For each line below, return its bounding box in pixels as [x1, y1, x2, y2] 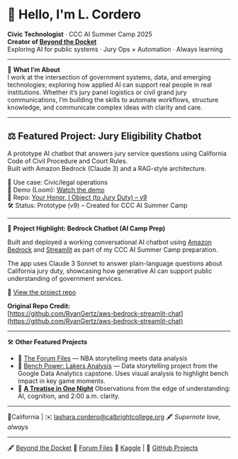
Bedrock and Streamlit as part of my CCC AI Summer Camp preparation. [7, 245, 218, 254]
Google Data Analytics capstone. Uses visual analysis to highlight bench [17, 369, 229, 377]
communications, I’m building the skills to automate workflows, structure [7, 95, 219, 104]
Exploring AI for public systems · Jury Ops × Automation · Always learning [7, 45, 223, 53]
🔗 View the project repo [7, 287, 76, 297]
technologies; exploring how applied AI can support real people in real [7, 80, 212, 89]
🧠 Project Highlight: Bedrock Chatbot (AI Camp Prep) [7, 223, 166, 233]
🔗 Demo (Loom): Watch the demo [7, 185, 105, 194]
